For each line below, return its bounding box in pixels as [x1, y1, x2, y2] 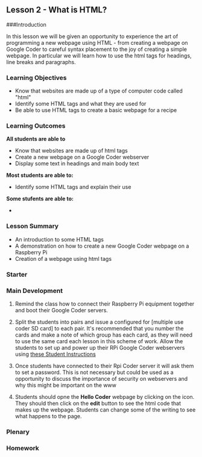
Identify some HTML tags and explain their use [14, 183, 131, 191]
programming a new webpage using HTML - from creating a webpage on [6, 39, 188, 46]
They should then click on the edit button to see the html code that [14, 399, 181, 407]
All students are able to [6, 136, 66, 143]
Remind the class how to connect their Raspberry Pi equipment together [14, 300, 195, 307]
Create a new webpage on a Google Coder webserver [14, 154, 150, 161]
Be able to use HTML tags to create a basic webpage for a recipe [14, 107, 177, 114]
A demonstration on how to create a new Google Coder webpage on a [14, 242, 189, 249]
